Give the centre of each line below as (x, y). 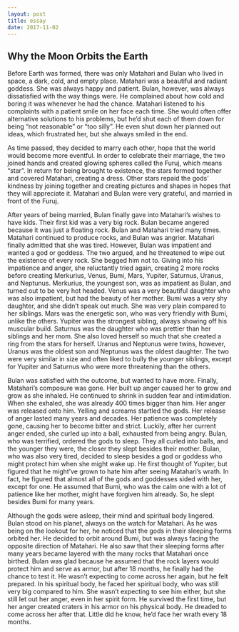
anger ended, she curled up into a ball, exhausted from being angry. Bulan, (117, 433)
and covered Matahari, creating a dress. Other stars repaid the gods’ (108, 179)
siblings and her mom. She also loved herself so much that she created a (115, 336)
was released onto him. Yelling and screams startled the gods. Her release (117, 411)
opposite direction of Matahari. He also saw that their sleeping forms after (116, 546)
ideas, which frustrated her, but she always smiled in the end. (97, 134)
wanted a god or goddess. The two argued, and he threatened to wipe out (116, 253)
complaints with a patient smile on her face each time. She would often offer (119, 111)
